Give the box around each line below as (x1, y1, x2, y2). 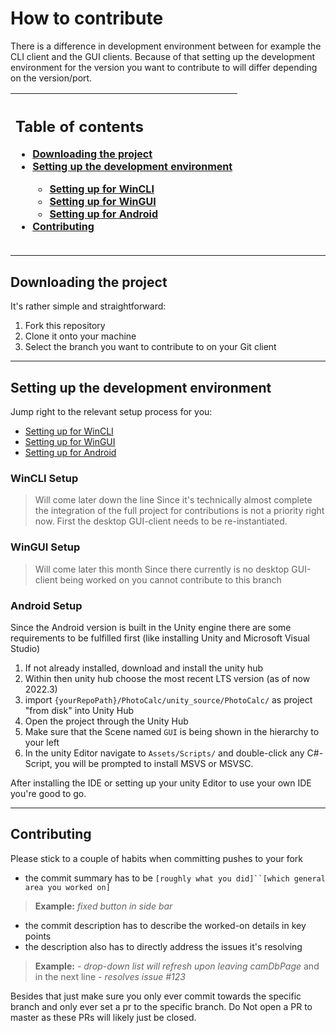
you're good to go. (10, 787, 87, 799)
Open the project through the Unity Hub (24, 715, 189, 727)
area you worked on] (24, 882, 111, 892)
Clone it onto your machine (24, 330, 137, 342)
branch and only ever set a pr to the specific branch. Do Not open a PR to (10, 1000, 313, 1012)
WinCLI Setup (10, 471, 79, 485)
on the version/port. (10, 72, 93, 84)
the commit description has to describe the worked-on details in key (24, 919, 307, 931)
